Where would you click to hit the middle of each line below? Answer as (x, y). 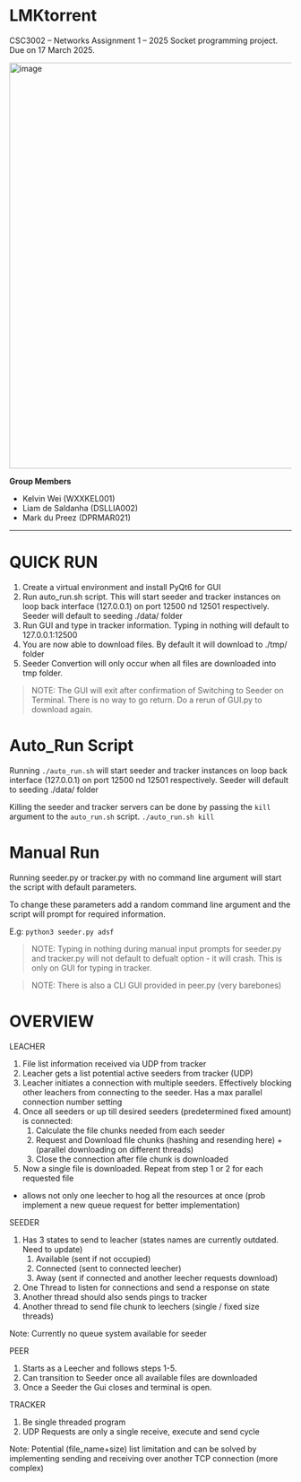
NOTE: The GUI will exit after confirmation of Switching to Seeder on (157, 690)
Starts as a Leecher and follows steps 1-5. (99, 1368)
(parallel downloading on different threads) (115, 1149)
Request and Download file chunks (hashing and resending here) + (159, 1139)
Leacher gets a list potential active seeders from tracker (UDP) (138, 1073)
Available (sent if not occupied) (93, 1259)
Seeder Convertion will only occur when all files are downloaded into (149, 663)
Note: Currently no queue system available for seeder (108, 1333)
